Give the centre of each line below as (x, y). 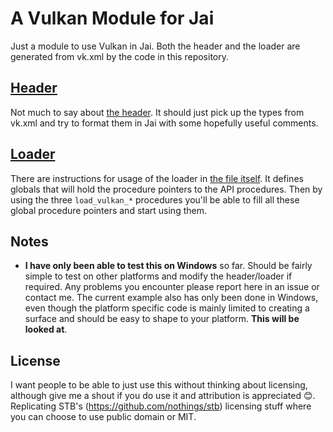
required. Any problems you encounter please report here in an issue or (172, 287)
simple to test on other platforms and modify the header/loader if (158, 276)
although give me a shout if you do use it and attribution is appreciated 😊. (163, 396)
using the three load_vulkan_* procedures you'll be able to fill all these (155, 199)
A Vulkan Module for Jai (112, 18)
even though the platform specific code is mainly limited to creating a (167, 308)
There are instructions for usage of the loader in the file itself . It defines (157, 178)
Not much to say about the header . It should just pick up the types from (157, 112)
